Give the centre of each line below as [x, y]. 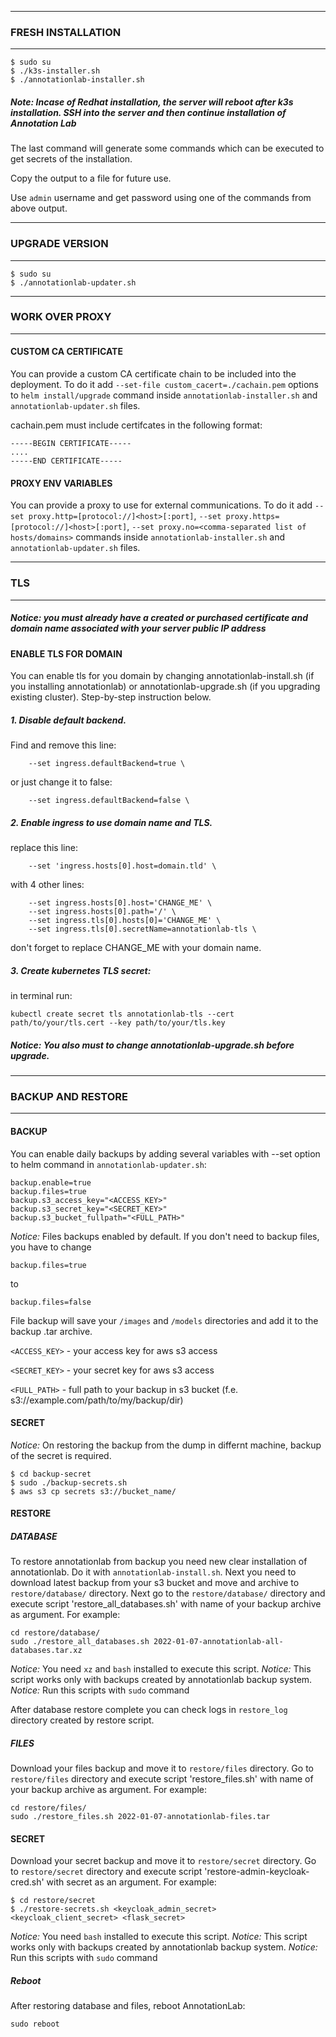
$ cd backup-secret [51, 1474]
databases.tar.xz [46, 1651]
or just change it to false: [61, 782]
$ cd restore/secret [53, 1901]
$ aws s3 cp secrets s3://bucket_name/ [93, 1491]
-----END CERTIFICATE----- [66, 461]
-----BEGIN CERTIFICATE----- [71, 444]
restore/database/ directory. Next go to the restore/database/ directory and [168, 1593]
